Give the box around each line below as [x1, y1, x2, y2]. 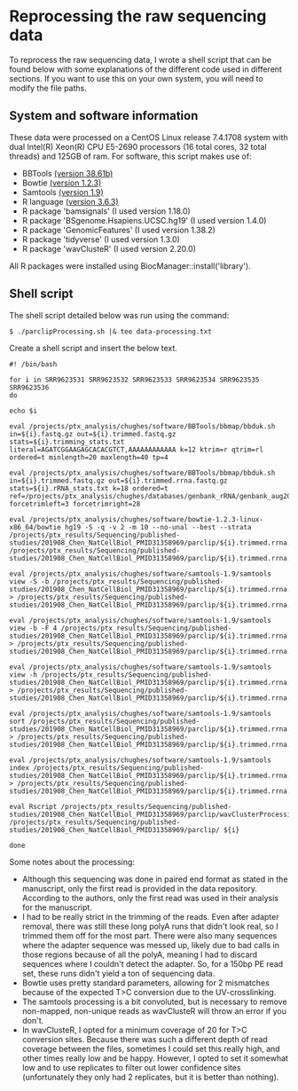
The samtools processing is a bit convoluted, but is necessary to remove [21, 996, 287, 1007]
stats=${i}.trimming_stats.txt [9, 437, 125, 446]
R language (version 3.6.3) [21, 196, 119, 207]
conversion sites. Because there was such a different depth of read [21, 1033, 268, 1044]
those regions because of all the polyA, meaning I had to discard [21, 949, 258, 960]
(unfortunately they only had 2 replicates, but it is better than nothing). [21, 1071, 279, 1082]
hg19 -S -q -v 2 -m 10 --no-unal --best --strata [65, 522, 252, 531]
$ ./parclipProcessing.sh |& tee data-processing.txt [9, 326, 213, 336]
